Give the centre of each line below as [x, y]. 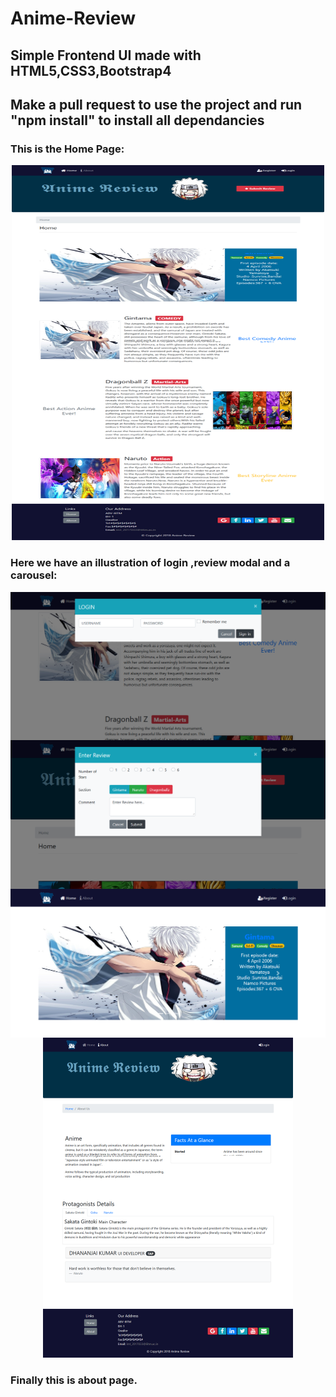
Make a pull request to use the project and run [156, 104]
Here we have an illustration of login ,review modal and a [150, 563]
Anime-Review [73, 18]
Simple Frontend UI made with [106, 55]
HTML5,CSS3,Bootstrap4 [91, 70]
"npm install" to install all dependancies [137, 120]
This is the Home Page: [67, 149]
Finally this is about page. [74, 1380]
